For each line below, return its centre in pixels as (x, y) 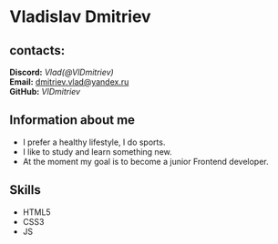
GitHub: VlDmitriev (45, 91)
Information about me (72, 120)
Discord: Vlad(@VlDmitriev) (62, 72)
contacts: (37, 51)
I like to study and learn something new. (97, 151)
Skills (25, 190)
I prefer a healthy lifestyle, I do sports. (94, 142)
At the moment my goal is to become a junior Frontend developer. (145, 161)
